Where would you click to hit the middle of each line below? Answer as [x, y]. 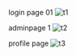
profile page [29, 43]
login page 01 [31, 12]
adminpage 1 [30, 28]
